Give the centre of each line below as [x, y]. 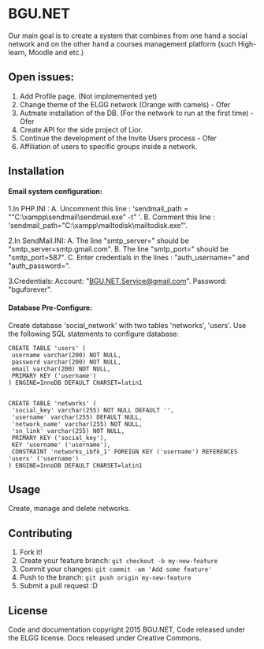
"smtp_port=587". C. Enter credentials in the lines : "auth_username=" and [129, 258]
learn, [18, 52]
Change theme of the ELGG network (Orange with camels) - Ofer [125, 104]
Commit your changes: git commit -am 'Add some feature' [116, 569]
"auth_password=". [39, 266]
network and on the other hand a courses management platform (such [122, 43]
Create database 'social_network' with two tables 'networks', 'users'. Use [127, 325]
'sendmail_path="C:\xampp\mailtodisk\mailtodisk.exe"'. [98, 226]
